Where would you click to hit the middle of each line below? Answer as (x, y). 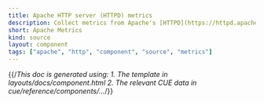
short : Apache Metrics (45, 30)
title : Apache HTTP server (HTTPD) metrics (81, 15)
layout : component (38, 45)
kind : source (29, 37)
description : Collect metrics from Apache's (82, 23)
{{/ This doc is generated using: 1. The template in (88, 74)
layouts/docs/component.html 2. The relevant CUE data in (103, 83)
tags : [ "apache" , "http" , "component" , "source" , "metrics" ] (110, 52)
